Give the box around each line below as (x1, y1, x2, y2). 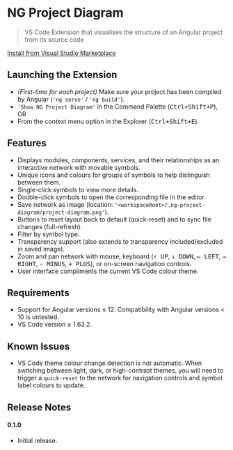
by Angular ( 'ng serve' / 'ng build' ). (17, 95, 125, 103)
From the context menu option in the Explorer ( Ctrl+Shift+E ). (17, 117, 200, 125)
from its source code (24, 35, 85, 43)
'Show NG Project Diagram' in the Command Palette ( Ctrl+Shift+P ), (17, 102, 218, 111)
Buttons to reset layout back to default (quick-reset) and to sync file (17, 215, 212, 224)
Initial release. (17, 436, 58, 444)
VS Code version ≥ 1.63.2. (17, 320, 93, 329)
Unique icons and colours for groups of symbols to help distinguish (17, 171, 210, 179)
